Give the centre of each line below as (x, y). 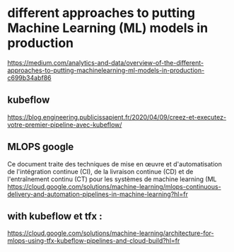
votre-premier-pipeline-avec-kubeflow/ (65, 125)
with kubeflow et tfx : (55, 216)
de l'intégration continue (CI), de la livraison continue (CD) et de (100, 171)
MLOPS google (41, 147)
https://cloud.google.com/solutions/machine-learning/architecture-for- (111, 233)
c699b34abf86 (29, 78)
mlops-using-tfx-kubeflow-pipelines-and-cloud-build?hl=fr (94, 241)
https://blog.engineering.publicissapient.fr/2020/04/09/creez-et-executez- (117, 117)
